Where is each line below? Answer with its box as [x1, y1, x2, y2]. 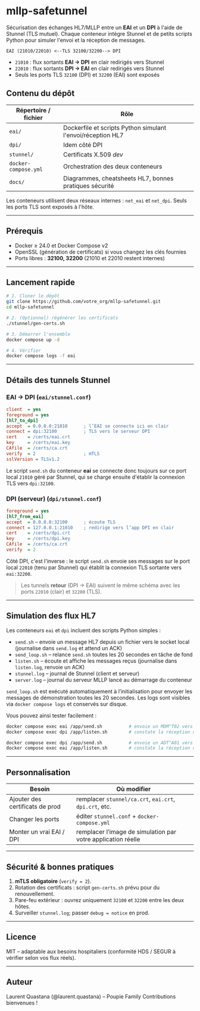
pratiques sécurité [63, 182, 114, 190]
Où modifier [116, 785, 151, 793]
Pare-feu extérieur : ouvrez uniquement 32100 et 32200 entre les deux [14, 896, 185, 903]
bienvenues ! [6, 999, 38, 1006]
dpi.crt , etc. [76, 803, 112, 811]
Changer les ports [9, 815, 60, 823]
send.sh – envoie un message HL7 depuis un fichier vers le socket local [14, 638, 190, 645]
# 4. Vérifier [6, 347, 42, 354]
